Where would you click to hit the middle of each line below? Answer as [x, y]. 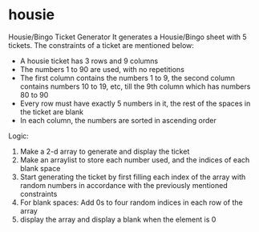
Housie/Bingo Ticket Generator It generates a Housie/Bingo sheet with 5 [127, 37]
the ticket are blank [52, 112]
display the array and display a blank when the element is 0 [118, 219]
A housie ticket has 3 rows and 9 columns [89, 61]
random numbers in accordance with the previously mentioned [123, 185]
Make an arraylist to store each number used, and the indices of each [135, 160]
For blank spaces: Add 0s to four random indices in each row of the [131, 202]
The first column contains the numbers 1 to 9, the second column [127, 78]
